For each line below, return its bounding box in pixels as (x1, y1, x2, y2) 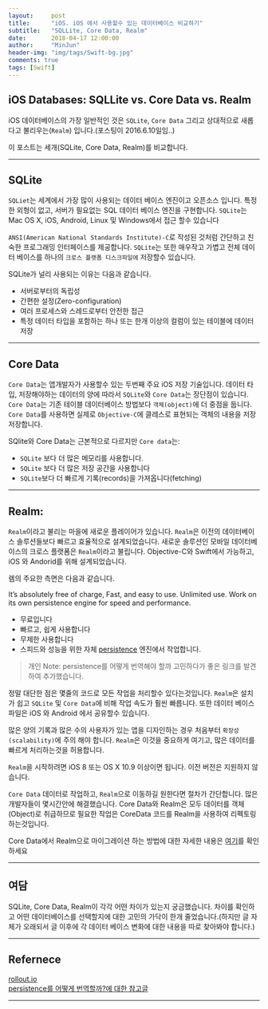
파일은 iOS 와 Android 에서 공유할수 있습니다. (8, 708, 150, 718)
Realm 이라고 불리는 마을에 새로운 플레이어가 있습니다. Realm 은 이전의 (8, 527, 221, 536)
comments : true (8, 57, 59, 65)
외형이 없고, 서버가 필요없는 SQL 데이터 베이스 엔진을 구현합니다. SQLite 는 (16, 205, 247, 216)
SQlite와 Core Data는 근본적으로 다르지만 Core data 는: (8, 437, 181, 446)
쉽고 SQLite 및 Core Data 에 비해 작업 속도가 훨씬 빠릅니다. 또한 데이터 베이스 (16, 698, 255, 707)
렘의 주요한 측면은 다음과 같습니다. (8, 574, 115, 583)
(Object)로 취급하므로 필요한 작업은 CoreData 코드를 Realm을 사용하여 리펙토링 (8, 809, 257, 818)
